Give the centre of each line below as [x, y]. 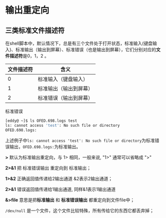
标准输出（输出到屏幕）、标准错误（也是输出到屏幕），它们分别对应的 [86, 50]
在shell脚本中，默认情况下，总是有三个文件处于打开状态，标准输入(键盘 [79, 43]
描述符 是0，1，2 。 [29, 56]
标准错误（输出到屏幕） [66, 98]
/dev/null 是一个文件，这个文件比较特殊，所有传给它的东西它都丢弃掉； [80, 210]
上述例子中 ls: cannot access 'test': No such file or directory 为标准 [80, 140]
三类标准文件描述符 [35, 30]
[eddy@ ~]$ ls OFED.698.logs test [41, 121]
